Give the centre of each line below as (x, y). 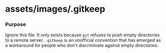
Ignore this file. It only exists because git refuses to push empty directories (83, 35)
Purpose (16, 25)
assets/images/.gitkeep (55, 9)
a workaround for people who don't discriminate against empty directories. (82, 46)
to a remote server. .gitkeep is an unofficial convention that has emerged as (83, 40)
